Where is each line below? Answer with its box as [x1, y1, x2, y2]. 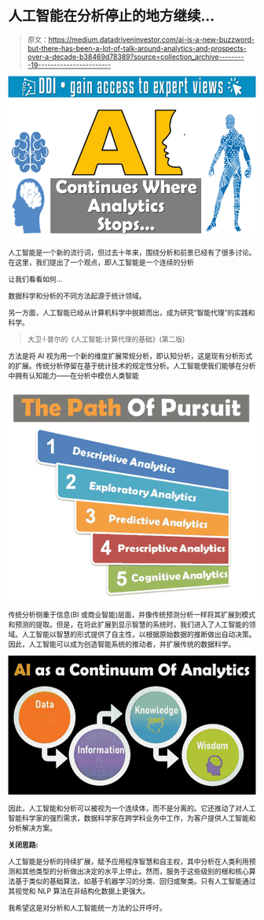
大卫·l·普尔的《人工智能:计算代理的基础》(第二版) [27, 334, 185, 344]
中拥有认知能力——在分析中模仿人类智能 [8, 371, 139, 381]
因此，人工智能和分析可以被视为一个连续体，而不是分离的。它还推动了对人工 [8, 803, 256, 813]
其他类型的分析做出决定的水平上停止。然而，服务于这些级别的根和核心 [21, 866, 249, 876]
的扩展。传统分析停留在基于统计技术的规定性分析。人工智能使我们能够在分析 [8, 361, 256, 371]
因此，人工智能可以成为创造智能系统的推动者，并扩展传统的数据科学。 [8, 639, 236, 649]
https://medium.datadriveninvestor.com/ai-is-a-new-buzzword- [48, 35, 255, 44]
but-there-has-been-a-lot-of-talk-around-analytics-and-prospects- [27, 43, 247, 53]
